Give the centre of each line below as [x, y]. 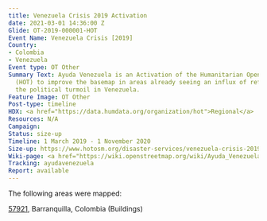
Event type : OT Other [44, 68]
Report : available [39, 171]
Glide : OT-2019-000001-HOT [53, 30]
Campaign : [25, 126]
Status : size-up [35, 134]
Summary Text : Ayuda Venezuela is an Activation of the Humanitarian [126, 75]
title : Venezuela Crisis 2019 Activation [78, 16]
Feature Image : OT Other [49, 97]
